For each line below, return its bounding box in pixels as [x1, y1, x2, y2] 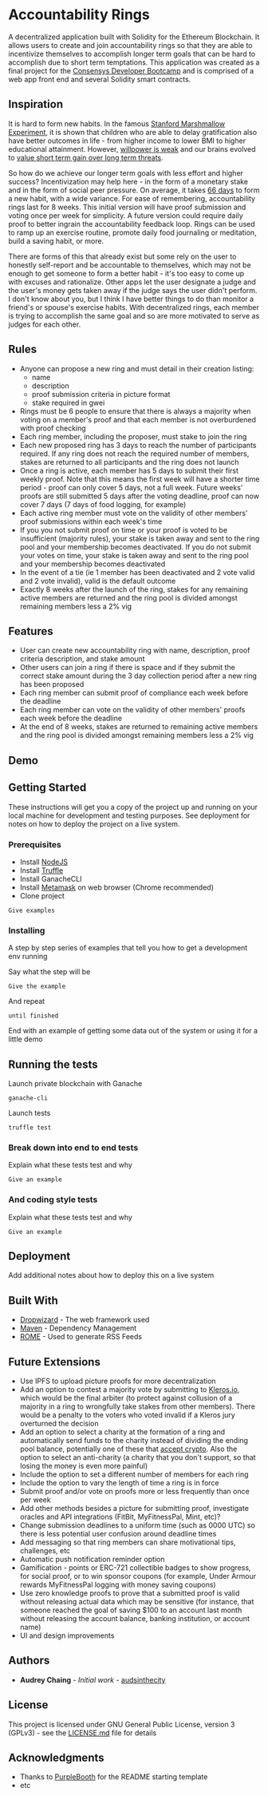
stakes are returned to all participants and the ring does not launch [19, 457, 239, 466]
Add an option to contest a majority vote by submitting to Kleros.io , [19, 1385, 240, 1394]
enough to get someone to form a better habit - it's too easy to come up [8, 268, 245, 278]
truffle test [8, 1124, 52, 1132]
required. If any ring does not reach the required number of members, [19, 449, 250, 458]
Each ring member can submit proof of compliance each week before [19, 688, 249, 698]
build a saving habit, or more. [8, 236, 104, 245]
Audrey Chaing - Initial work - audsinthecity [19, 1675, 166, 1684]
